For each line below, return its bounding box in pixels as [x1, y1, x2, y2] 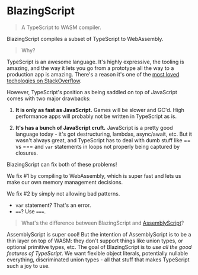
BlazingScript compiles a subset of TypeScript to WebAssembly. [7, 35, 164, 42]
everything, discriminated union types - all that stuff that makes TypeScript [7, 256, 190, 263]
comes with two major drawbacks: [7, 95, 91, 102]
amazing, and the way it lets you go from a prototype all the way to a [7, 64, 174, 72]
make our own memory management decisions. [7, 178, 123, 186]
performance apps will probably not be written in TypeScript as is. [15, 113, 177, 120]
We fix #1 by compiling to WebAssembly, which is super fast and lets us [7, 172, 181, 179]
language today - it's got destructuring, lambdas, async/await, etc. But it [15, 130, 192, 137]
